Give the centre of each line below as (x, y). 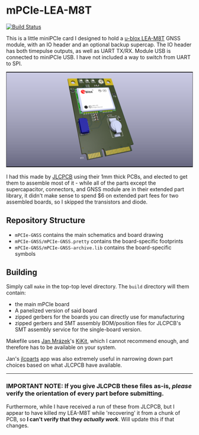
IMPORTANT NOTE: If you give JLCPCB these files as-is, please (99, 386)
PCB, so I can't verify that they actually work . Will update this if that (90, 419)
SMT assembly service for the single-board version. (78, 329)
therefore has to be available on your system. (61, 347)
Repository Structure (46, 220)
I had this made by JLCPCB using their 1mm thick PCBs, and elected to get (97, 176)
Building (22, 273)
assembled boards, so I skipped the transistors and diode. (77, 202)
